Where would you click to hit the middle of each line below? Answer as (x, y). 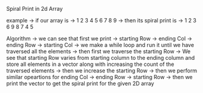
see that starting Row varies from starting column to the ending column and (101, 58)
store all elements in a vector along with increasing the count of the (90, 64)
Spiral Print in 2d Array (35, 9)
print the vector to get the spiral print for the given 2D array (80, 83)
